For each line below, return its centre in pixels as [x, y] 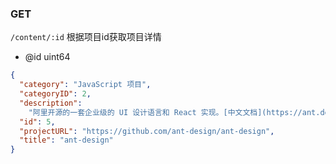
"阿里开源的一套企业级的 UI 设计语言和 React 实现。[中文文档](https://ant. [174, 112]
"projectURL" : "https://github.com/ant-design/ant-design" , [147, 131]
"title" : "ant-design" [66, 140]
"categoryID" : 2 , [55, 94]
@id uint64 [47, 57]
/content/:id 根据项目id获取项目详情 [86, 37]
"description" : [51, 103]
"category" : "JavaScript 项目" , [85, 85]
